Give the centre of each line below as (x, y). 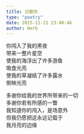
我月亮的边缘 (21, 125)
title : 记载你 (22, 12)
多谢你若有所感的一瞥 (32, 103)
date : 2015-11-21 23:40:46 (39, 23)
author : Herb (22, 28)
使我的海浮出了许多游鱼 (34, 60)
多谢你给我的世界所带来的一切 (42, 95)
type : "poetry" (25, 17)
